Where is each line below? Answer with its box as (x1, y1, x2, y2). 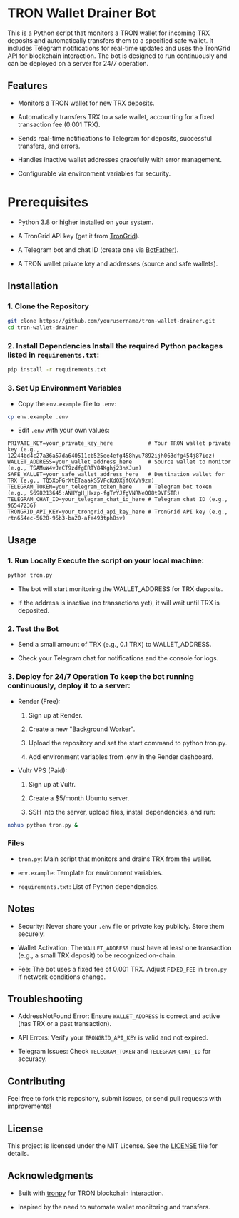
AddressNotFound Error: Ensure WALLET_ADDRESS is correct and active (17, 1012, 220, 1020)
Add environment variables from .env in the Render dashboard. (28, 752, 214, 761)
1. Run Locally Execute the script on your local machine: (7, 555, 205, 565)
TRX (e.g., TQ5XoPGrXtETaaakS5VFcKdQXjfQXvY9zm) (7, 477, 155, 485)
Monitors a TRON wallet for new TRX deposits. (17, 99, 155, 107)
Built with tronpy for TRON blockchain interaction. (17, 1189, 164, 1197)
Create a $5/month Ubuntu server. (28, 794, 130, 802)
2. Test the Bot (7, 623, 59, 633)
